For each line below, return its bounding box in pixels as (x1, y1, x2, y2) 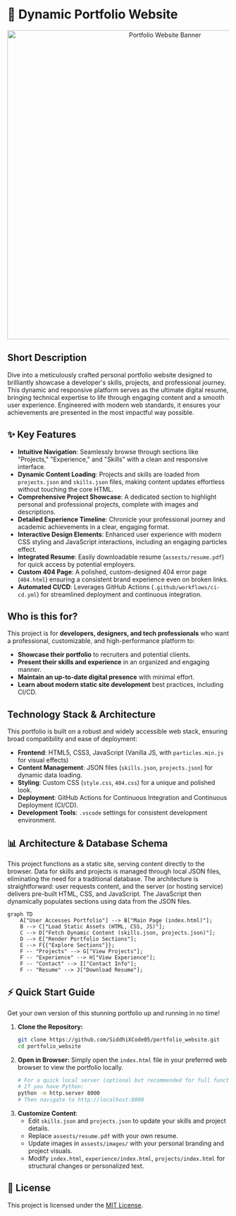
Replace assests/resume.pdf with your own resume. (27, 1132, 178, 1140)
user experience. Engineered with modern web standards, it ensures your (7, 401, 221, 409)
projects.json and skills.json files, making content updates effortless (17, 477, 225, 486)
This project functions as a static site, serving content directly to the (7, 860, 205, 868)
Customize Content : (17, 1109, 78, 1118)
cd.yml (17, 591, 37, 598)
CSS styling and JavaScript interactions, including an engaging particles (17, 537, 228, 546)
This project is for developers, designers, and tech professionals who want (7, 629, 229, 638)
